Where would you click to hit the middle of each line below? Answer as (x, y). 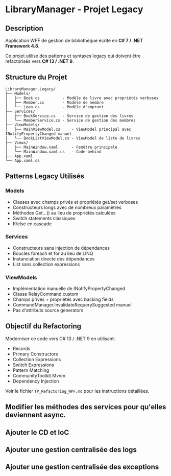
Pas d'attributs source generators (48, 311)
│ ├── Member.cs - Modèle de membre (54, 102)
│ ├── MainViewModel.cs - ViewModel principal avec (68, 129)
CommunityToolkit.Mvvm (39, 375)
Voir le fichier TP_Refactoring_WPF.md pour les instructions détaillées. (77, 391)
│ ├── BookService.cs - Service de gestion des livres (69, 116)
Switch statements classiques (44, 218)
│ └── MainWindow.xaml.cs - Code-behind (53, 152)
